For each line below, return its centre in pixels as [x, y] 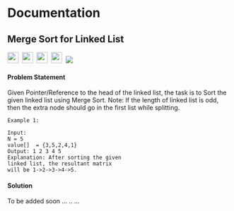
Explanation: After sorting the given [64, 158]
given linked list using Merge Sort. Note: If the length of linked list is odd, [113, 100]
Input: [17, 133]
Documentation [54, 13]
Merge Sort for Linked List [66, 39]
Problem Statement [36, 77]
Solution [20, 186]
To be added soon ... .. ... [43, 201]
